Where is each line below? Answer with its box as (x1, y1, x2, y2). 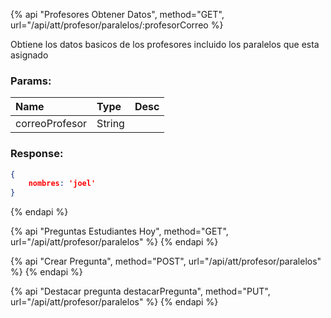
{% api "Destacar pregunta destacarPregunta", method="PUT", (10, 285, 271, 298)
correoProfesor (15, 117, 88, 131)
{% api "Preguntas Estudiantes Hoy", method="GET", (10, 225, 229, 238)
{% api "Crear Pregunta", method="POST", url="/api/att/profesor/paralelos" (10, 255, 322, 268)
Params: (10, 74, 52, 88)
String (96, 117, 125, 131)
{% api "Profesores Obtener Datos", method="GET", (10, 9, 225, 20)
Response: (10, 147, 64, 161)
